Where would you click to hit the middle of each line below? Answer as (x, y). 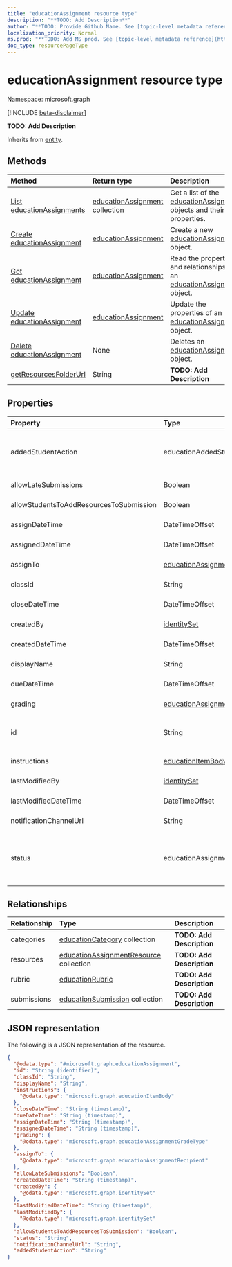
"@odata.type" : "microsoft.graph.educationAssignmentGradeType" (114, 1141)
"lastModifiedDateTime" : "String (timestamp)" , (83, 1206)
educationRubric (86, 980)
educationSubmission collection (111, 1000)
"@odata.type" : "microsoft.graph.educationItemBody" (97, 1096)
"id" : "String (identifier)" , (57, 1070)
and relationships (198, 267)
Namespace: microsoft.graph (49, 99)
